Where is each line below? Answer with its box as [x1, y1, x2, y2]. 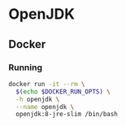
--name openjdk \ [15, 102, 75, 111]
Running [8, 62, 43, 73]
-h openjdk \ [15, 95, 60, 103]
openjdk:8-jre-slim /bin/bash [15, 111, 118, 119]
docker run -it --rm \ [8, 80, 85, 88]
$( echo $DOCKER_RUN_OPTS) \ [15, 87, 111, 96]
